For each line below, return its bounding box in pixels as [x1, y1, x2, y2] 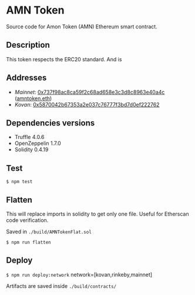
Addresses [6, 73, 47, 83]
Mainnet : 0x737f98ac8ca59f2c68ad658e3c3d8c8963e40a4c [14, 88, 165, 95]
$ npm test [6, 179, 33, 185]
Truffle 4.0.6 [14, 134, 45, 141]
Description [6, 40, 50, 50]
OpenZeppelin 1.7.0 [14, 140, 61, 147]
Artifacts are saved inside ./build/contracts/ [6, 282, 116, 289]
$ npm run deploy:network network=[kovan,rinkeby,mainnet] [6, 271, 153, 278]
